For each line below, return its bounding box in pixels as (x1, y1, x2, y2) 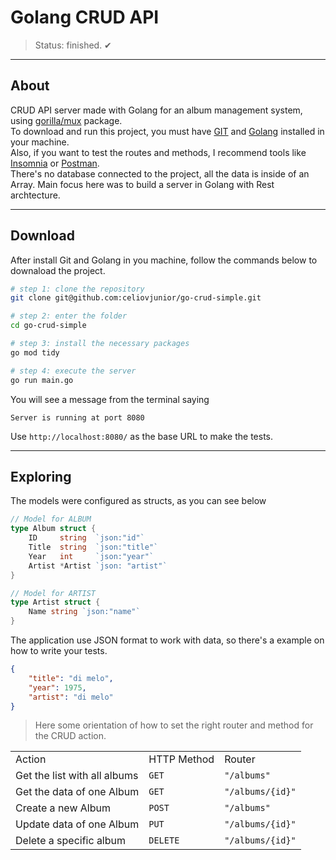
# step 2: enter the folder (10, 311, 128, 321)
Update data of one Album (15, 817, 140, 831)
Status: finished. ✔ (34, 39, 112, 51)
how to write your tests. (10, 645, 108, 656)
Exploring (10, 468, 72, 485)
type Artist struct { (10, 597, 101, 608)
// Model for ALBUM (10, 514, 92, 525)
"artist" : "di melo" (28, 692, 114, 702)
